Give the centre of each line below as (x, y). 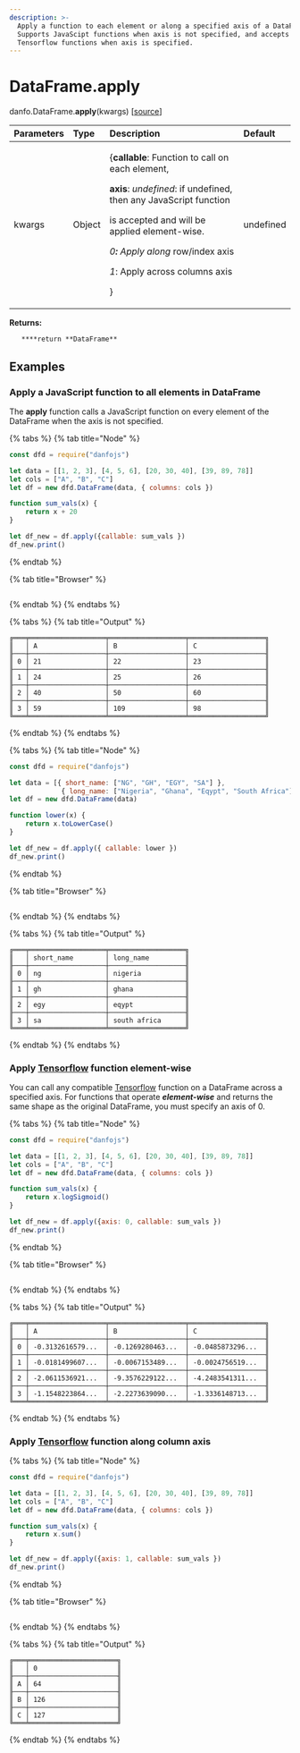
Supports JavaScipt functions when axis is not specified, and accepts (154, 34)
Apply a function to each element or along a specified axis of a (143, 26)
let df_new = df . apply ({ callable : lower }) (93, 848)
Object (87, 224)
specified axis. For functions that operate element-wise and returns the (142, 1097)
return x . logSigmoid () (67, 1198)
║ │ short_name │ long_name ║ (100, 958)
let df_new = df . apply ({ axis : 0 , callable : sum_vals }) (115, 1222)
